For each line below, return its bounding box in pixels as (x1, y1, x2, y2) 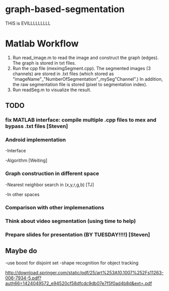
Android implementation (5, 136, 66, 143)
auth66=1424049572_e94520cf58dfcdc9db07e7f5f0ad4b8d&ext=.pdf (5, 280, 152, 286)
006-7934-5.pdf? (5, 275, 42, 281)
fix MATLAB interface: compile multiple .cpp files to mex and (5, 117, 157, 124)
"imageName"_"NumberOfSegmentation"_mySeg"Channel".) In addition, (12, 76, 163, 82)
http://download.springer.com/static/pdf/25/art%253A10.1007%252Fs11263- (5, 270, 164, 276)
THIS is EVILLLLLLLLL (5, 20, 51, 26)
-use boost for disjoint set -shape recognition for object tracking (5, 260, 139, 266)
